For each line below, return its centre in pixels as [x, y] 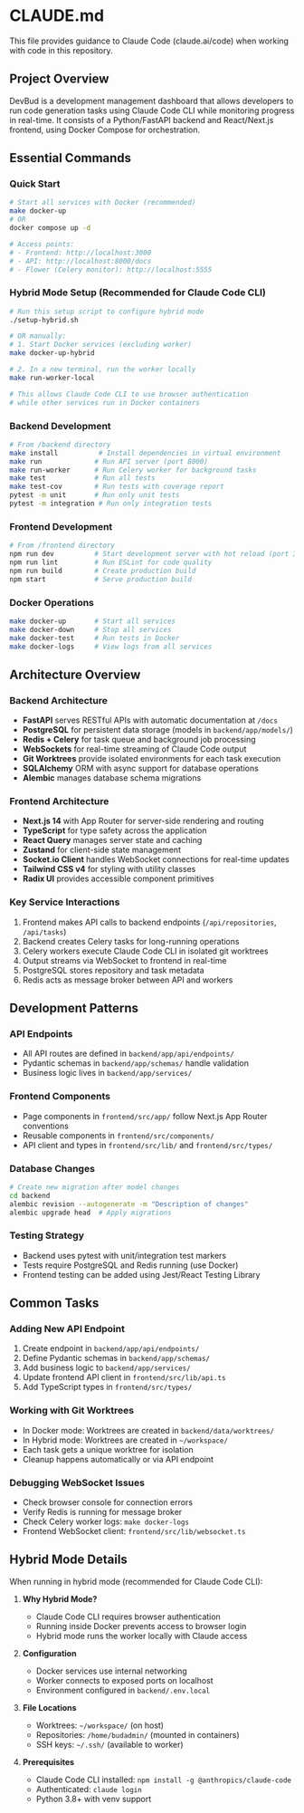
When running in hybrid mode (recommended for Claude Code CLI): [136, 1581]
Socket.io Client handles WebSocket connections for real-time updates [156, 859]
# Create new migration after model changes [95, 1187]
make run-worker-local [52, 378]
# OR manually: [38, 336]
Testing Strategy [47, 1235]
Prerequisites [48, 1761]
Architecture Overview [75, 674]
